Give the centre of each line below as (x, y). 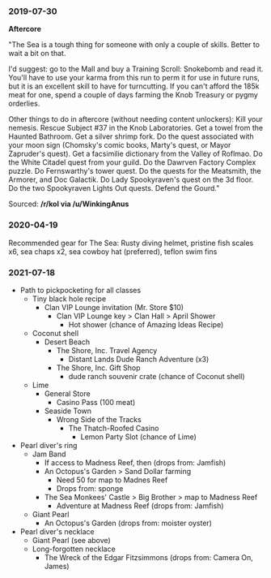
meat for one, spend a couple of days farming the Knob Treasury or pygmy (133, 95)
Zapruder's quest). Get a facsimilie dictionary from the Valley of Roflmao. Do (135, 154)
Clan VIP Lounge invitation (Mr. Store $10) (114, 307)
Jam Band (49, 454)
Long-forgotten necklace (74, 549)
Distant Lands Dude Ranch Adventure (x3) (139, 359)
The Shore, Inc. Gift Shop (98, 368)
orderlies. (24, 104)
